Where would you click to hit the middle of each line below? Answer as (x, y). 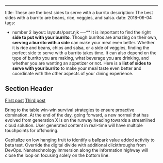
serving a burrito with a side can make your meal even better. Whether (83, 42)
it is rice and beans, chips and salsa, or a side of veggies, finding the (81, 48)
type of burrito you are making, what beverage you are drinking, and (80, 58)
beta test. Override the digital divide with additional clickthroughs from (75, 145)
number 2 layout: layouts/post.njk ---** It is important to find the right (81, 32)
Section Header (29, 89)
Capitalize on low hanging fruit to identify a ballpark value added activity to (80, 140)
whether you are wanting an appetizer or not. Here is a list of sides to (81, 63)
